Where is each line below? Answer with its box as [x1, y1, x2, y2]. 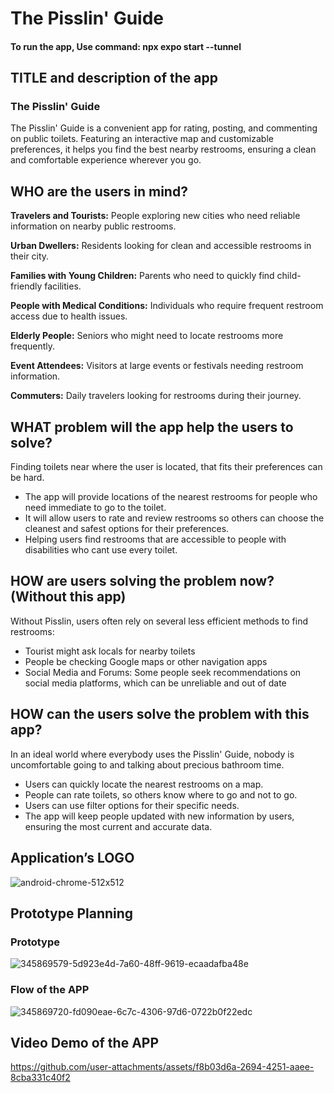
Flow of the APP [10, 983, 90, 997]
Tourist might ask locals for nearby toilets [24, 645, 196, 657]
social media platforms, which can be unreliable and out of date [24, 677, 287, 689]
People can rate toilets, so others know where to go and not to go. [24, 788, 298, 801]
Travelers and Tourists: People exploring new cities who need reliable [10, 210, 301, 222]
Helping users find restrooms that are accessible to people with [24, 533, 287, 546]
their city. [10, 250, 50, 262]
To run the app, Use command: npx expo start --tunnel [10, 40, 242, 52]
